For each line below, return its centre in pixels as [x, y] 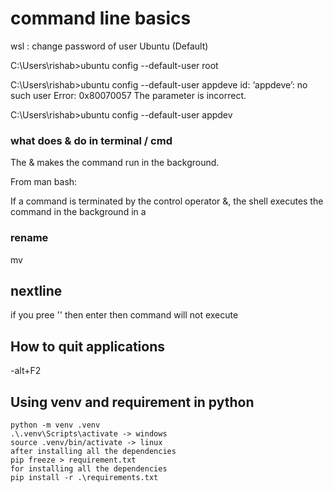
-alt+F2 [26, 371]
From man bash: [44, 182]
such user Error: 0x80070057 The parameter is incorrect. [128, 95]
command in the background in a [78, 212]
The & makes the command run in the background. [115, 163]
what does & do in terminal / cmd [91, 140]
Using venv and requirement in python [132, 402]
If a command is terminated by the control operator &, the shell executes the [167, 201]
